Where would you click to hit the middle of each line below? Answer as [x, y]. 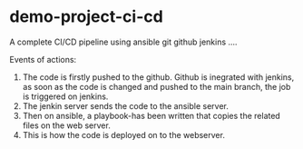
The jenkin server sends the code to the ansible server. [126, 105]
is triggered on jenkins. [65, 96]
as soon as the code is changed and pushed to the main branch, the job [156, 86]
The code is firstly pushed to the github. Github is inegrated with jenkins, [158, 77]
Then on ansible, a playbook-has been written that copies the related [151, 115]
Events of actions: [43, 59]
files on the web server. [66, 125]
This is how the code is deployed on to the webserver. [123, 134]
